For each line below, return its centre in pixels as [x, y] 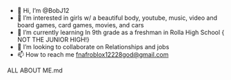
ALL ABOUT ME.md [35, 70]
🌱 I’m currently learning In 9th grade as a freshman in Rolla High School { [121, 32]
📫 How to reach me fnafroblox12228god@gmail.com [93, 54]
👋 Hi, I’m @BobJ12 [43, 11]
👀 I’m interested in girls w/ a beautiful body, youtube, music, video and [117, 18]
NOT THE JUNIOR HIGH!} [53, 40]
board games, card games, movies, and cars [80, 25]
